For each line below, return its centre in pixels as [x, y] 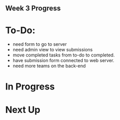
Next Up [23, 110]
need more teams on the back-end [49, 66]
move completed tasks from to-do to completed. [64, 55]
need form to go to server [40, 44]
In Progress [30, 86]
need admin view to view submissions [53, 50]
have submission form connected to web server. [64, 61]
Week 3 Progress [33, 8]
